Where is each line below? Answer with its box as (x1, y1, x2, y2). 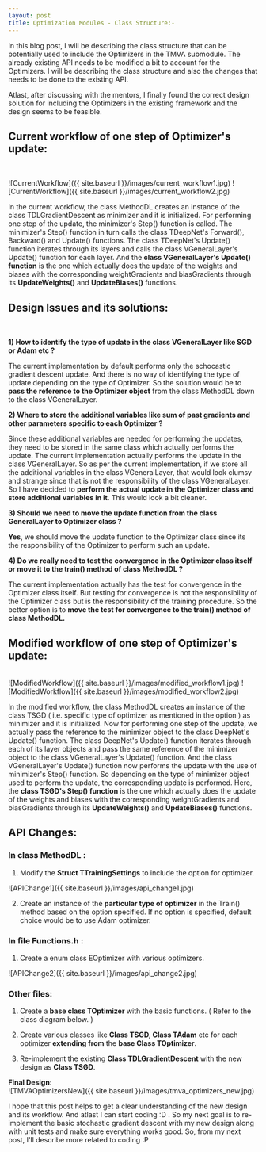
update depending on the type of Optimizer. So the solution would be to (8, 378, 242, 388)
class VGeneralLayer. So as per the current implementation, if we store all (8, 459, 248, 469)
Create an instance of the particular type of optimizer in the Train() (19, 898, 241, 908)
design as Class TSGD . (19, 1062, 96, 1072)
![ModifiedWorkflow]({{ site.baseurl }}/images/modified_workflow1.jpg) (8, 678, 240, 687)
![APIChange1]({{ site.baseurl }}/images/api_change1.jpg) (8, 883, 194, 893)
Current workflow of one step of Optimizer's (8, 129, 231, 143)
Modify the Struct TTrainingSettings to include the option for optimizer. (19, 867, 255, 877)
